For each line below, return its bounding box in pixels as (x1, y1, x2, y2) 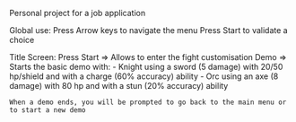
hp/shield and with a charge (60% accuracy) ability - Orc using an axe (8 (9, 71, 279, 82)
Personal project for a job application (9, 8, 146, 18)
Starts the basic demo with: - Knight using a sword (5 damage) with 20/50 (9, 62, 283, 72)
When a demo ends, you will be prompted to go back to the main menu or (9, 98, 287, 107)
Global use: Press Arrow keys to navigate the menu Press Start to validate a (9, 25, 289, 35)
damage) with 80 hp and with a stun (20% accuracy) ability (9, 81, 229, 91)
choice (9, 35, 35, 45)
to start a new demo (9, 106, 87, 115)
